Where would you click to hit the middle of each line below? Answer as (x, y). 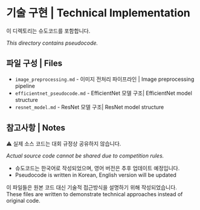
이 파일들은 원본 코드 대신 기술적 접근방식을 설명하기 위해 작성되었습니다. (92, 187)
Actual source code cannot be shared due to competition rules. (85, 156)
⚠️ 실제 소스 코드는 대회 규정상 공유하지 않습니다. (64, 144)
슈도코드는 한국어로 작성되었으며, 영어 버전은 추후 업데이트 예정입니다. (97, 168)
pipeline (25, 86)
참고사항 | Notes (36, 128)
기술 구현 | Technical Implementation (98, 13)
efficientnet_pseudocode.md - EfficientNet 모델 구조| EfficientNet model (103, 93)
